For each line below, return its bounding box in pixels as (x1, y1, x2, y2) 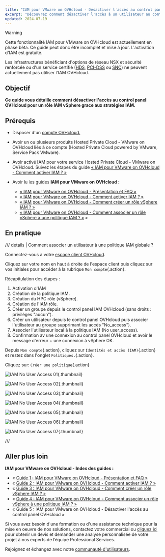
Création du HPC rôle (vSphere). (12, 295, 78, 301)
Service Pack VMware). (12, 149, 60, 155)
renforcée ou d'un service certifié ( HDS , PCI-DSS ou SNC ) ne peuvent (5, 64, 147, 70)
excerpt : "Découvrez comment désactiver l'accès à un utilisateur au (5, 12, 151, 17)
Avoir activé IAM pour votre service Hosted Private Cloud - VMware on (12, 159, 156, 165)
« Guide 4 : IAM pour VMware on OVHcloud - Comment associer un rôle (12, 496, 159, 501)
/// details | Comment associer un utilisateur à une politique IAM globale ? (5, 242, 154, 248)
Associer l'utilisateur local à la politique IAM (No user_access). (12, 327, 138, 333)
